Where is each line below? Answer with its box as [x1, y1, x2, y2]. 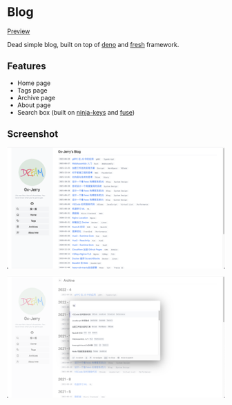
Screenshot [7, 129, 59, 140]
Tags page [17, 86, 48, 94]
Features [7, 60, 46, 73]
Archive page [17, 93, 56, 102]
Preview [7, 27, 30, 35]
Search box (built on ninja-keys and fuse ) [17, 108, 135, 116]
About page [17, 101, 51, 109]
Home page [17, 79, 51, 87]
